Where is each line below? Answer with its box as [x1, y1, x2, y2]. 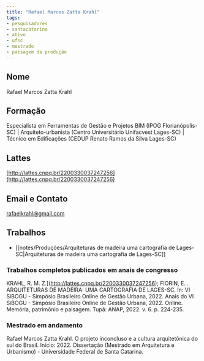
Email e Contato [6, 193, 68, 204]
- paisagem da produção [6, 49, 67, 55]
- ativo [6, 32, 26, 38]
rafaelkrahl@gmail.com [6, 210, 65, 217]
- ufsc [6, 37, 23, 44]
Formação [6, 106, 46, 116]
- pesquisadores [6, 20, 48, 26]
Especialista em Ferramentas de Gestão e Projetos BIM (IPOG [6, 122, 161, 130]
